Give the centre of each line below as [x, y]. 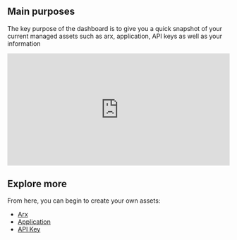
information [24, 43]
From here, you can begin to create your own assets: [84, 201]
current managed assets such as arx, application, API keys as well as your [115, 36]
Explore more [37, 183]
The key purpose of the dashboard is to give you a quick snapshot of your [115, 28]
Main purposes [41, 12]
